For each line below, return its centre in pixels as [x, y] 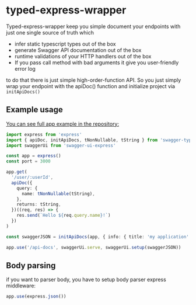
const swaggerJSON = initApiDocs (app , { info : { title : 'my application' [98, 237]
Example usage [34, 110]
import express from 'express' [44, 134]
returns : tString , [39, 205]
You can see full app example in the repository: [63, 124]
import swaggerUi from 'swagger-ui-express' [61, 145]
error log [25, 68]
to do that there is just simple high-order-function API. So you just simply [94, 80]
